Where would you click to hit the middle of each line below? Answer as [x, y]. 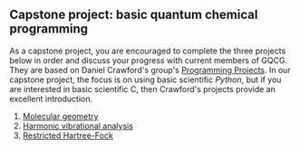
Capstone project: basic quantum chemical [134, 15]
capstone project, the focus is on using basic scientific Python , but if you [145, 79]
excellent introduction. [51, 98]
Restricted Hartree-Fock [68, 135]
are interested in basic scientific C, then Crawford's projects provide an [143, 88]
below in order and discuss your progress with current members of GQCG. [149, 60]
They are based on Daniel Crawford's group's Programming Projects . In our [150, 70]
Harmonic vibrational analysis [78, 126]
